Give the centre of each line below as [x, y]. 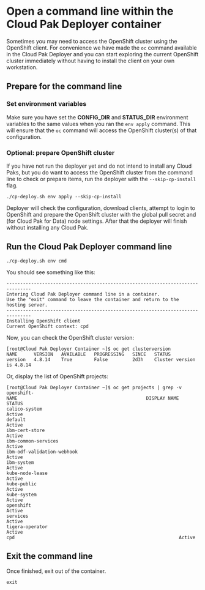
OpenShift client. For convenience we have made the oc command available [102, 48]
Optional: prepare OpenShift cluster [61, 152]
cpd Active [101, 537]
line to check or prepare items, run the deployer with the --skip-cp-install [101, 179]
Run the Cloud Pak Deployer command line [89, 247]
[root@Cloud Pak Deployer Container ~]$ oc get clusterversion [89, 349]
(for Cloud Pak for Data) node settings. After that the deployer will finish [97, 221]
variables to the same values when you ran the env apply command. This [99, 124]
